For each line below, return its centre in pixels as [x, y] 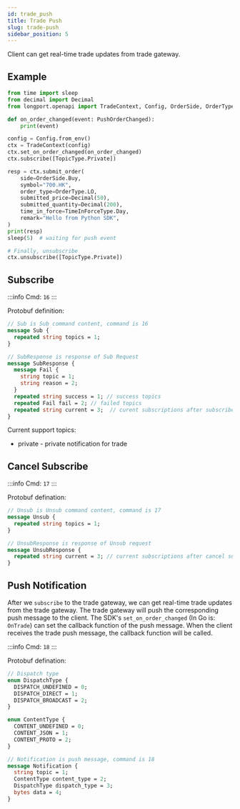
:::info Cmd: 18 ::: [32, 647]
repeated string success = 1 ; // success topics [87, 396]
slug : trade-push [33, 27]
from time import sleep [43, 94]
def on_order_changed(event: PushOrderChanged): [81, 119]
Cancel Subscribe [48, 466]
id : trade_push [30, 14]
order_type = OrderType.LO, [59, 191]
